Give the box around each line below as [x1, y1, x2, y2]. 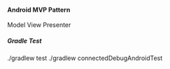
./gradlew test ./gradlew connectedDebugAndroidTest [7, 54, 163, 62]
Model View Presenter [7, 21, 71, 29]
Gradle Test [7, 37, 42, 45]
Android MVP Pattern [7, 6, 71, 14]
